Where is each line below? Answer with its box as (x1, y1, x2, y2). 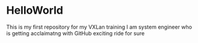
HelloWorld (6, 4, 63, 17)
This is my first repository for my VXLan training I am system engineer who (6, 23, 192, 30)
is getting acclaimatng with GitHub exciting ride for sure (6, 29, 145, 36)
